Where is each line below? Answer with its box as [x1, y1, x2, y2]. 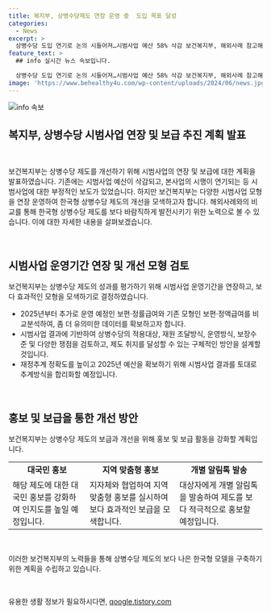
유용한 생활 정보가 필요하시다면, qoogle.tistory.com [8, 597, 172, 607]
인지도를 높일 [22, 504, 69, 515]
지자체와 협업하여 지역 [89, 480, 169, 491]
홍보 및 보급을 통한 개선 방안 [8, 411, 139, 425]
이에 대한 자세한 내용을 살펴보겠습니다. [31, 217, 153, 227]
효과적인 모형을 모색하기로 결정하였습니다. [16, 292, 149, 301]
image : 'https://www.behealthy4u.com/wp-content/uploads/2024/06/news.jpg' [8, 78, 269, 87]
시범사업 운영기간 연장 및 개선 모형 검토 [8, 259, 190, 272]
